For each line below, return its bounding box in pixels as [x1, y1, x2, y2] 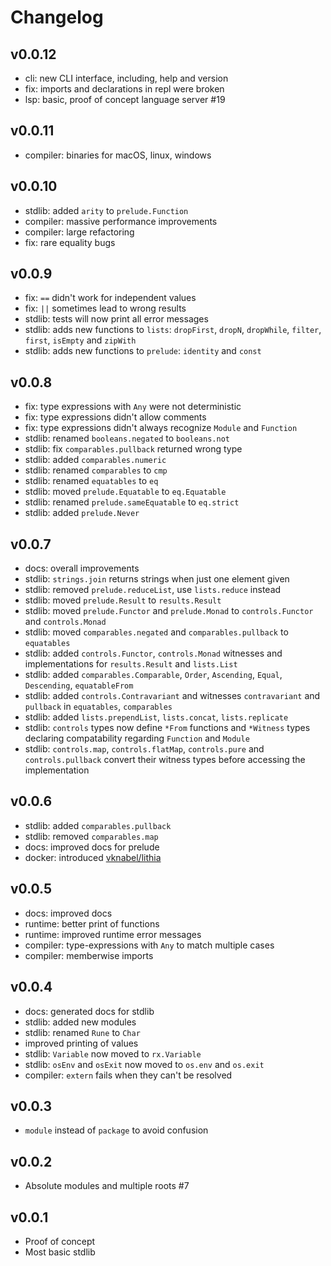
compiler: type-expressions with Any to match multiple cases [24, 939, 275, 951]
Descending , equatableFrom [24, 679, 134, 691]
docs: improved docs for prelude [24, 841, 160, 853]
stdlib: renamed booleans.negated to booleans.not [24, 432, 230, 445]
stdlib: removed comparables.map [24, 830, 159, 842]
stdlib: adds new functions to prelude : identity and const [24, 345, 262, 357]
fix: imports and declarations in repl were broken [24, 83, 225, 95]
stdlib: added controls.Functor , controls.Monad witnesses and [24, 647, 283, 660]
